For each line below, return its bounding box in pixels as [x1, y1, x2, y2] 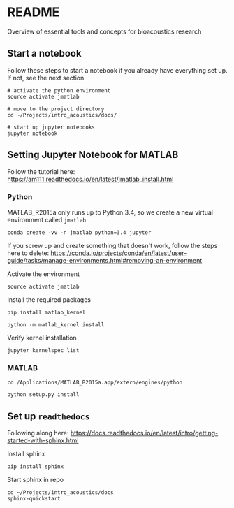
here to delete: [7, 249, 50, 257]
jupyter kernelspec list [7, 347, 80, 354]
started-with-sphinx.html [7, 436, 79, 444]
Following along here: [7, 428, 69, 437]
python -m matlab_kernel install [7, 321, 105, 328]
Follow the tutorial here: [7, 167, 75, 175]
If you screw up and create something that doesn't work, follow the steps [7, 241, 218, 249]
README [7, 4, 60, 20]
